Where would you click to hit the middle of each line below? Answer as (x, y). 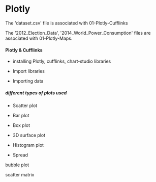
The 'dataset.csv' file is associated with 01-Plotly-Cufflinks (67, 23)
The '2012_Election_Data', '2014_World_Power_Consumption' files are (78, 33)
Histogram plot (28, 145)
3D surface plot (29, 135)
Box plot (21, 125)
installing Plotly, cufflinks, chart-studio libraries (62, 61)
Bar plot (21, 116)
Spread (20, 155)
